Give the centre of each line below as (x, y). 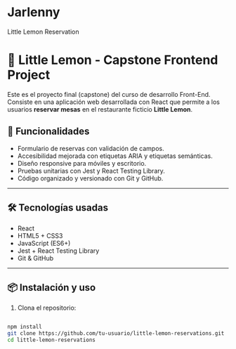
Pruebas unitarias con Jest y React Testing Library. (91, 171)
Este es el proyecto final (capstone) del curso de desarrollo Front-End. (109, 94)
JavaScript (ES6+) (44, 243)
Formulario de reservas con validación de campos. (91, 148)
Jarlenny (34, 12)
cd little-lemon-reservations (52, 340)
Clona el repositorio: (47, 308)
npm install (25, 327)
